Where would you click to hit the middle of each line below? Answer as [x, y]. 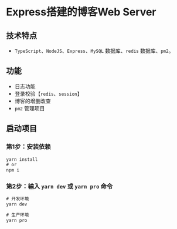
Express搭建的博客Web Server [81, 12]
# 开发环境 [18, 199]
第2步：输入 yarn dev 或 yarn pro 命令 [59, 187]
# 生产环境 [18, 215]
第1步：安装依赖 [28, 147]
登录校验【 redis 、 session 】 [48, 93]
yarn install [22, 159]
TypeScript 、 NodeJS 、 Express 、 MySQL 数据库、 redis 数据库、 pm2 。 [94, 51]
